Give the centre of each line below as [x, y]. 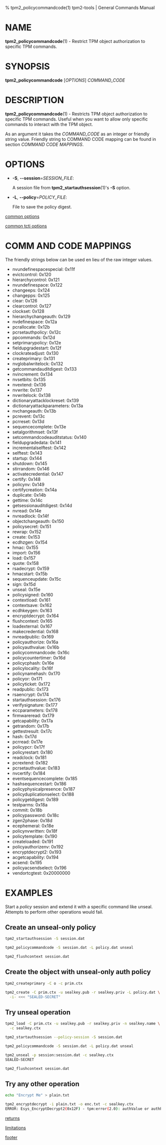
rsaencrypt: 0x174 [31, 694]
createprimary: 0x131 [34, 358]
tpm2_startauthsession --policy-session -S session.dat [64, 1037]
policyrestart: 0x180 [32, 752]
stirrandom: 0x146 [31, 468]
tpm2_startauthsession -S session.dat [45, 939]
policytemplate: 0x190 [35, 836]
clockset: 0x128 [28, 311]
